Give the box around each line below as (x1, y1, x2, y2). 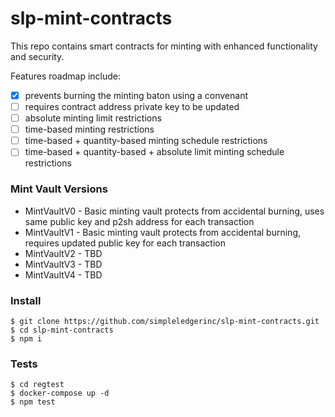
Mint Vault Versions (10, 182, 108, 196)
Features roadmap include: (10, 70, 121, 82)
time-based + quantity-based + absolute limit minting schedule (24, 146, 285, 158)
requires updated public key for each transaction (24, 237, 226, 249)
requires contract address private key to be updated (24, 101, 240, 112)
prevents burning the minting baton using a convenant (24, 89, 248, 101)
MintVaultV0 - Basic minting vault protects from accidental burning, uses (24, 205, 325, 217)
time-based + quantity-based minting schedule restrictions (24, 135, 268, 147)
